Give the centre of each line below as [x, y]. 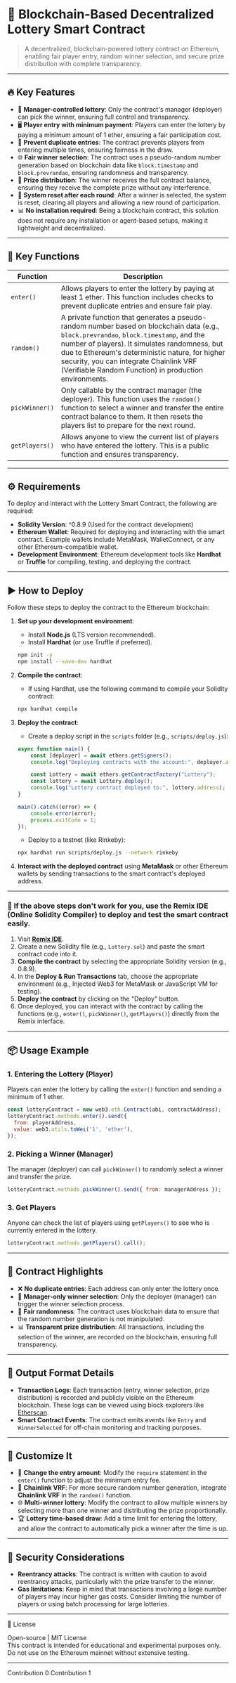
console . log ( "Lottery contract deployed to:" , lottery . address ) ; [128, 788]
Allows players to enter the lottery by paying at [137, 288]
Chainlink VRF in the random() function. [74, 1495]
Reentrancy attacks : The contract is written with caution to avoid [112, 1574]
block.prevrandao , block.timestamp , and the [133, 334]
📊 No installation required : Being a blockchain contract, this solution [118, 210]
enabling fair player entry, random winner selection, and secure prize [124, 56]
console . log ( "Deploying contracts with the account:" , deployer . [128, 762]
